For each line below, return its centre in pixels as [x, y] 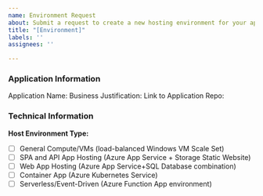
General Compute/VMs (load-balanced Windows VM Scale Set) [122, 148]
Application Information [54, 79]
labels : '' [26, 37]
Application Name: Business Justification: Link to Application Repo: [116, 96]
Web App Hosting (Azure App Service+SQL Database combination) [128, 166]
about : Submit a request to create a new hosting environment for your [127, 23]
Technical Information [51, 116]
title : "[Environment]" [47, 30]
